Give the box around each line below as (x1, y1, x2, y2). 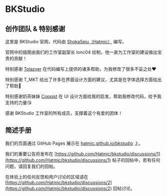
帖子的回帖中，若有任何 (112, 157, 161, 163)
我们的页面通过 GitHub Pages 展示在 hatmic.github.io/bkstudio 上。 (5, 140, 144, 146)
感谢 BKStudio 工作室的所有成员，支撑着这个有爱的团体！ (5, 110, 123, 116)
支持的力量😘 (5, 99, 32, 105)
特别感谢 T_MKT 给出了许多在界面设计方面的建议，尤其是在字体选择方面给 (5, 77, 158, 83)
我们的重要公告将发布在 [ (5, 151, 56, 157)
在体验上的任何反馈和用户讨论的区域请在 (5, 174, 88, 180)
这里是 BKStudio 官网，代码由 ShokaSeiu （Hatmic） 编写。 (5, 39, 127, 44)
